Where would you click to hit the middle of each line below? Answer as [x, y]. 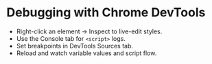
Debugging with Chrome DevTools [106, 13]
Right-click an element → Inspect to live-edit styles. [89, 31]
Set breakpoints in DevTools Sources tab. [75, 46]
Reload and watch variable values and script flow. [86, 53]
